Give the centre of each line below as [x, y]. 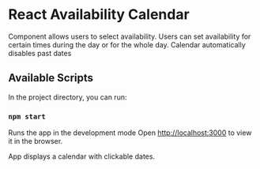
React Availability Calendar [99, 15]
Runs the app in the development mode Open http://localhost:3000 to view [130, 133]
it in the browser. [36, 141]
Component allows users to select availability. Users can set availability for [130, 36]
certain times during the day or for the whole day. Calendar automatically [127, 44]
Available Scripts [51, 78]
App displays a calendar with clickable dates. [82, 156]
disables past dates [40, 53]
